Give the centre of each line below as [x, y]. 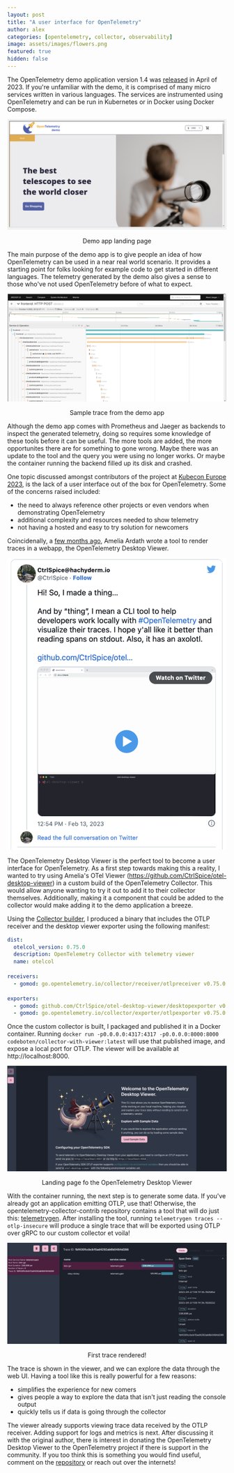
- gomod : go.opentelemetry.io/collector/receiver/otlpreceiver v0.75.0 [120, 983]
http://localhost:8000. [38, 1056]
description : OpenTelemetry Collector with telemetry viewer [104, 954]
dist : [15, 939]
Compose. [22, 109]
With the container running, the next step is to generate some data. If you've [117, 1195]
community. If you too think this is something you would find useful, [104, 1455]
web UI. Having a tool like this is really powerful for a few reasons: [102, 1376]
